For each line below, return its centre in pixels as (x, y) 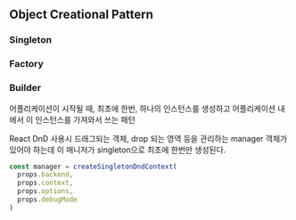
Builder (25, 88)
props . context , (45, 183)
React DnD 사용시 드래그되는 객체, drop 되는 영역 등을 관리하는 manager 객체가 (148, 138)
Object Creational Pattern (82, 15)
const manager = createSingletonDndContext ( (93, 167)
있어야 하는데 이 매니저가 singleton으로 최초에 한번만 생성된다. (118, 150)
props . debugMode (47, 200)
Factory (27, 64)
